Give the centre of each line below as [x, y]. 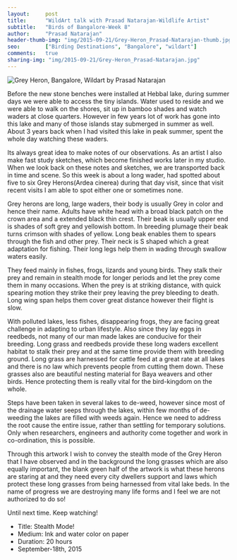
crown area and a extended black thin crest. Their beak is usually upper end [118, 218]
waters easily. [28, 256]
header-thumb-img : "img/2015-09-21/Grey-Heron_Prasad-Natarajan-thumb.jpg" [121, 40]
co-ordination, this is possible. [51, 440]
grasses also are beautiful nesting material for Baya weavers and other [110, 374]
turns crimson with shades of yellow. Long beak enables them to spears [112, 233]
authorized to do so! [36, 498]
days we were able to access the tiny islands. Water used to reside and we [116, 101]
